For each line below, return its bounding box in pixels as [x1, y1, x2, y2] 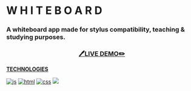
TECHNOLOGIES [6, 66, 49, 73]
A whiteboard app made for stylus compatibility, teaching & [6, 25, 185, 34]
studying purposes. [6, 33, 65, 41]
